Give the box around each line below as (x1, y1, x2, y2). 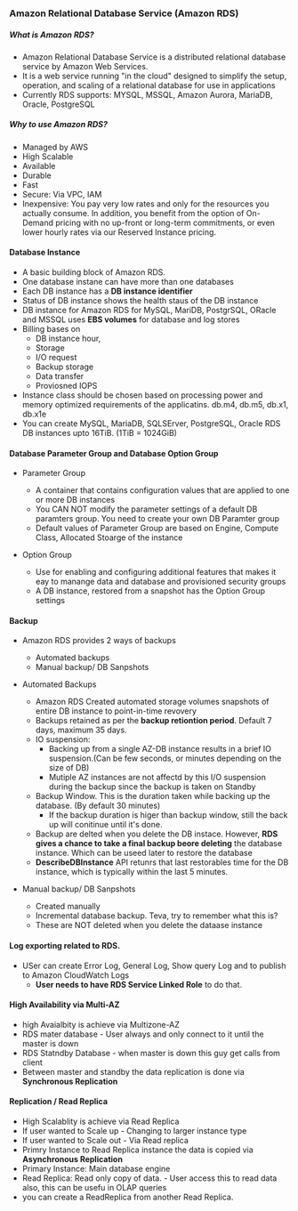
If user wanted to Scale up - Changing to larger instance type (21, 1126, 247, 1136)
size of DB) (48, 763, 90, 773)
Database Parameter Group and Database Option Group (9, 448, 219, 458)
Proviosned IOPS (35, 381, 98, 392)
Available (21, 160, 56, 171)
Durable (21, 170, 52, 181)
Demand (21, 217, 54, 228)
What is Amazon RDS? (9, 29, 95, 40)
